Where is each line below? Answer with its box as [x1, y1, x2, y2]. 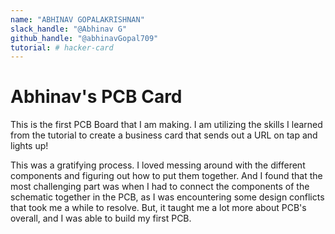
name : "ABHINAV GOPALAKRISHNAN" [10, 14, 145, 25]
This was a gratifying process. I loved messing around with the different [10, 159, 306, 171]
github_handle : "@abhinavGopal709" [10, 33, 159, 43]
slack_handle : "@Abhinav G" [10, 24, 128, 34]
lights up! [10, 140, 49, 152]
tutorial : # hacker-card [10, 42, 114, 53]
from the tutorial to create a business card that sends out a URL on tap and [10, 129, 318, 141]
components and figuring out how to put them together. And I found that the [10, 170, 323, 182]
